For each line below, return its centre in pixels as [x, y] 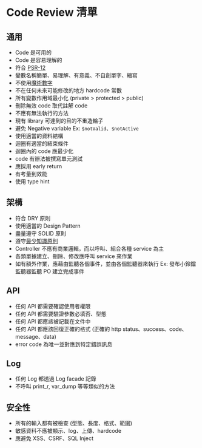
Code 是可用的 [33, 53]
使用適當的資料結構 [39, 136]
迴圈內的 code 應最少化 [44, 151]
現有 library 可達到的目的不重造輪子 [59, 121]
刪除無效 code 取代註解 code [51, 106]
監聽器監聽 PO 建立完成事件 [50, 271]
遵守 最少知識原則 [36, 241]
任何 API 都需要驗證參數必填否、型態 [61, 314]
